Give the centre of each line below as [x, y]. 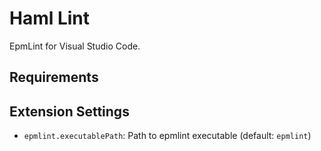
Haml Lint [50, 18]
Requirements [54, 77]
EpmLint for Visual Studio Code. [75, 46]
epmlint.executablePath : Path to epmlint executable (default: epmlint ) [167, 136]
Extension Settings [69, 111]
